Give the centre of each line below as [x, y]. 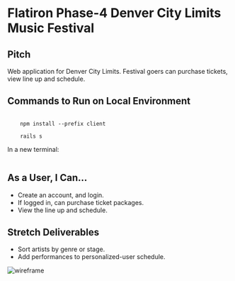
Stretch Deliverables [53, 232]
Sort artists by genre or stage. [61, 249]
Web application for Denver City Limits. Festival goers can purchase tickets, [117, 71]
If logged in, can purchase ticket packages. [80, 202]
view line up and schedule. [46, 79]
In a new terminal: [33, 149]
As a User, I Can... [47, 178]
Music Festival [51, 28]
